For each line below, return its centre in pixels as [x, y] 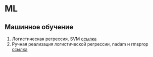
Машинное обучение [39, 27]
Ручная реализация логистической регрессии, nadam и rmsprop [80, 44]
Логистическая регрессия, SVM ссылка [54, 39]
